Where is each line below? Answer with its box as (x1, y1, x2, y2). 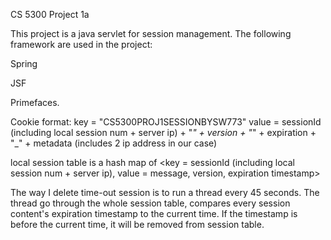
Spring (10, 58, 38, 69)
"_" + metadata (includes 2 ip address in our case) (10, 137, 218, 149)
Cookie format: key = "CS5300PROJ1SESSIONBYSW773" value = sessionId (10, 116, 322, 128)
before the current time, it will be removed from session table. (10, 219, 265, 230)
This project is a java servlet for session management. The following (10, 28, 292, 39)
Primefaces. (10, 97, 60, 108)
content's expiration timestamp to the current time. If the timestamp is (10, 208, 298, 219)
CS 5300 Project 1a (10, 9, 90, 20)
